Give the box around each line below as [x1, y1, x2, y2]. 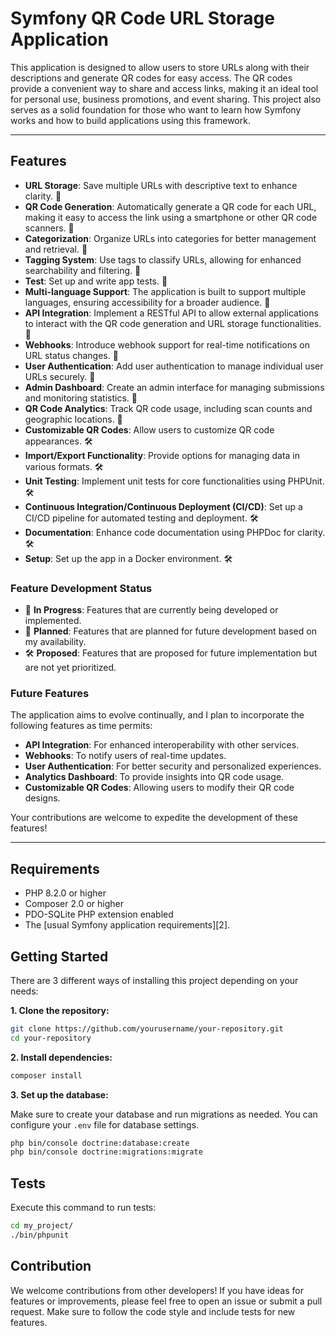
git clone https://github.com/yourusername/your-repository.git [10, 1023, 284, 1034]
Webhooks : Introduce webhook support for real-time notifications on [24, 338, 311, 351]
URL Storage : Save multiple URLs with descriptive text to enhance [24, 179, 298, 191]
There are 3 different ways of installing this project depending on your [10, 974, 299, 986]
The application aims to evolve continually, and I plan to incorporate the [10, 709, 305, 721]
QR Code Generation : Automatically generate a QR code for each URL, [24, 200, 317, 212]
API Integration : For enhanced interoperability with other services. [24, 739, 300, 751]
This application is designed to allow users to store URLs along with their [10, 61, 310, 73]
